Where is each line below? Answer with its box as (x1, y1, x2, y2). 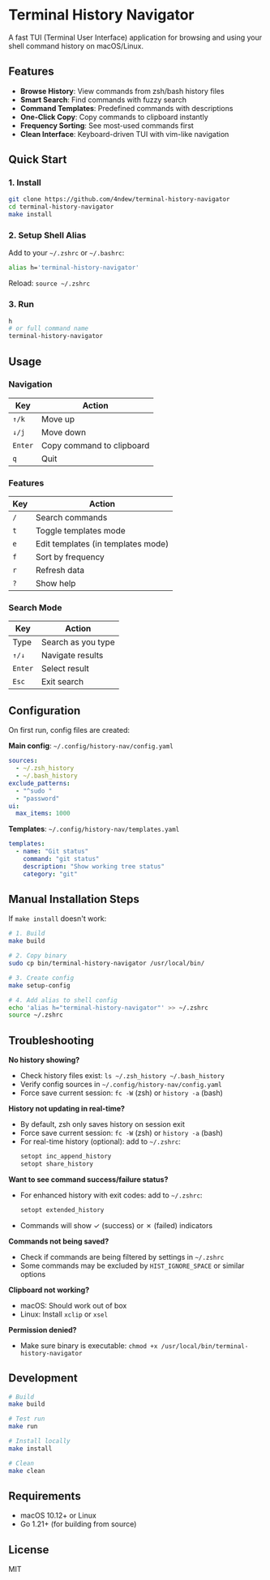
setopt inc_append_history (19, 1153, 112, 1161)
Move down (41, 426, 87, 438)
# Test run (8, 1415, 45, 1424)
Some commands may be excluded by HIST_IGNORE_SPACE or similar (19, 1261, 245, 1270)
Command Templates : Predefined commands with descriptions (19, 103, 234, 113)
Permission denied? (8, 1325, 77, 1334)
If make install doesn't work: (8, 914, 107, 923)
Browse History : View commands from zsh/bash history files (19, 86, 225, 96)
